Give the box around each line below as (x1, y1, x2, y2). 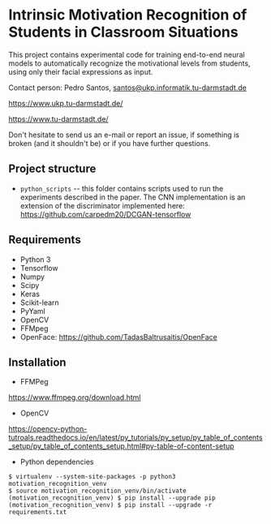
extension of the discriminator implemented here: (19, 200, 185, 210)
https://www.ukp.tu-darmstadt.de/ (8, 98, 123, 108)
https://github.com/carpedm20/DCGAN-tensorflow (19, 209, 191, 219)
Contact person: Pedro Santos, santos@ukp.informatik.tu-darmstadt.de (8, 83, 247, 92)
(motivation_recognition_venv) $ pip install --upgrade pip (8, 494, 217, 502)
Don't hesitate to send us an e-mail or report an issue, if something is (8, 130, 239, 140)
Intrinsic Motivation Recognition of (8, 6, 247, 24)
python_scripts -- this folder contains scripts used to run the (19, 183, 224, 193)
